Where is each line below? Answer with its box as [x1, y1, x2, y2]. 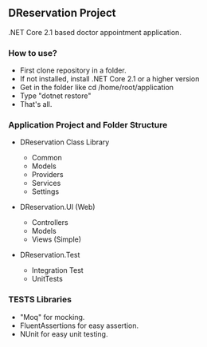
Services [31, 179, 61, 188]
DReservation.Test [19, 250, 80, 260]
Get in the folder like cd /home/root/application [19, 83, 174, 93]
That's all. [19, 100, 53, 109]
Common [31, 153, 62, 163]
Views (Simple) [31, 235, 82, 244]
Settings [31, 187, 60, 196]
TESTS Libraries [8, 294, 72, 306]
